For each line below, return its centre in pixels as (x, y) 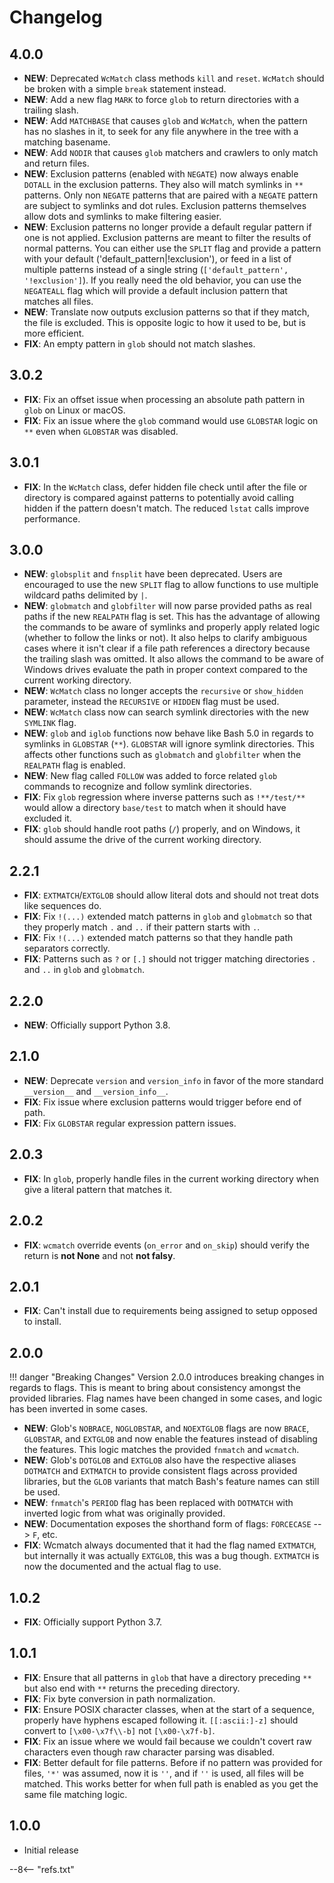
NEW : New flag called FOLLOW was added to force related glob (150, 776)
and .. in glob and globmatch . (84, 970)
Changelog (56, 17)
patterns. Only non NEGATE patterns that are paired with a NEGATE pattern (171, 195)
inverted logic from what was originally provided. (124, 1513)
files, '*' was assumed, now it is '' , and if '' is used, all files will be (163, 1773)
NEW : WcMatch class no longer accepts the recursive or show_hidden (163, 691)
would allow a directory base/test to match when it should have (155, 808)
